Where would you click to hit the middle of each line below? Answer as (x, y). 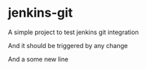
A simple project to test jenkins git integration (73, 32)
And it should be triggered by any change (68, 45)
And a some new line (38, 59)
